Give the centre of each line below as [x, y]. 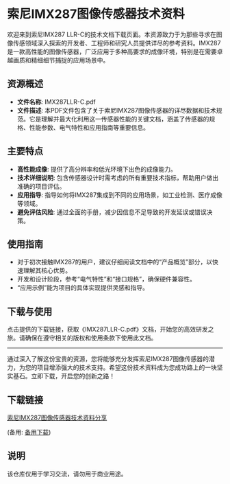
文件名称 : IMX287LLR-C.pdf [56, 102]
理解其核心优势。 [47, 270]
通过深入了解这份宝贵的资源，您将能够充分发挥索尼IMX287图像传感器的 [108, 359]
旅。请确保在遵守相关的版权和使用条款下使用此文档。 [82, 338]
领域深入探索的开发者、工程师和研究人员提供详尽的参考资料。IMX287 [123, 43]
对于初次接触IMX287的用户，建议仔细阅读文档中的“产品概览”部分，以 [115, 262]
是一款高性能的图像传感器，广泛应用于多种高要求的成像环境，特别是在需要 [112, 51]
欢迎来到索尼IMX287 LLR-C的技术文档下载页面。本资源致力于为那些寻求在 [112, 34]
